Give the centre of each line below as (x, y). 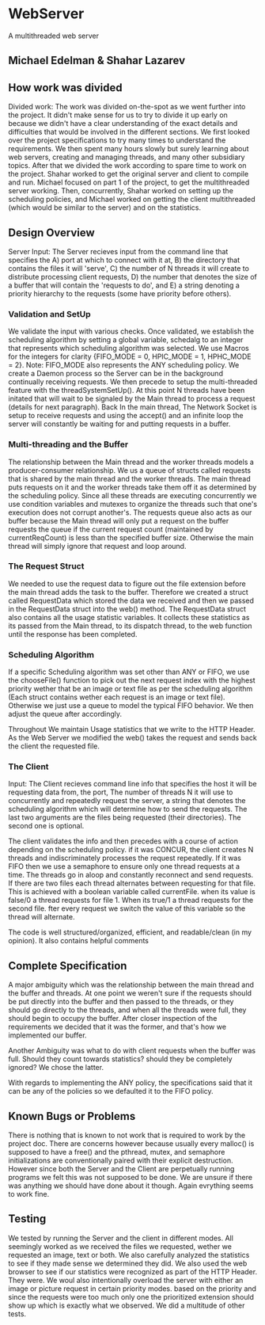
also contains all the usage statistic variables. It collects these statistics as (129, 617)
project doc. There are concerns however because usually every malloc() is (131, 1144)
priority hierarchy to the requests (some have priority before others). (120, 293)
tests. (17, 1314)
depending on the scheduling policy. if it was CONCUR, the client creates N (131, 850)
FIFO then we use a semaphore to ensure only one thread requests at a (124, 866)
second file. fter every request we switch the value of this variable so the (127, 908)
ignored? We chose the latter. (56, 1068)
